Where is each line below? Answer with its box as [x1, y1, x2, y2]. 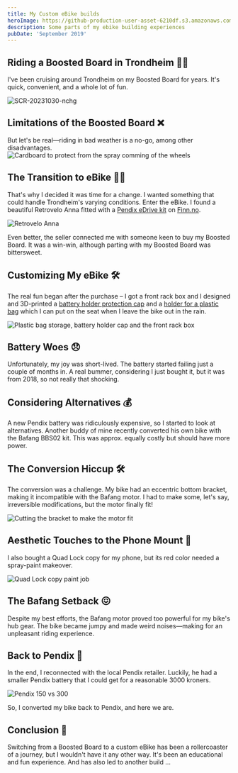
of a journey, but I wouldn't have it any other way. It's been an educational [7, 750, 223, 759]
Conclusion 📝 [7, 724, 67, 736]
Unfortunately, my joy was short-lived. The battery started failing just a [7, 360, 214, 369]
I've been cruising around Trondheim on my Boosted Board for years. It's [7, 75, 220, 84]
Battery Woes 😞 [7, 341, 81, 353]
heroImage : [7, 17, 40, 24]
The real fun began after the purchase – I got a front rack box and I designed [7, 291, 231, 300]
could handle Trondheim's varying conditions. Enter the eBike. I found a [7, 198, 216, 206]
